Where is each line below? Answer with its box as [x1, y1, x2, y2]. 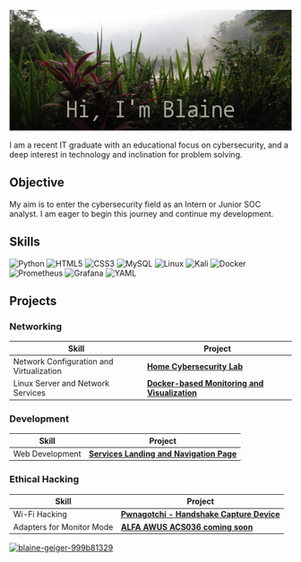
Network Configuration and [13, 356, 114, 367]
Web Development [13, 448, 82, 459]
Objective [9, 175, 65, 191]
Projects [9, 294, 57, 309]
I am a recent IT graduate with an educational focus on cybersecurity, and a [9, 140, 289, 150]
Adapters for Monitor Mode [13, 521, 114, 532]
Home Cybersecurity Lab [146, 361, 244, 371]
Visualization [146, 387, 197, 398]
